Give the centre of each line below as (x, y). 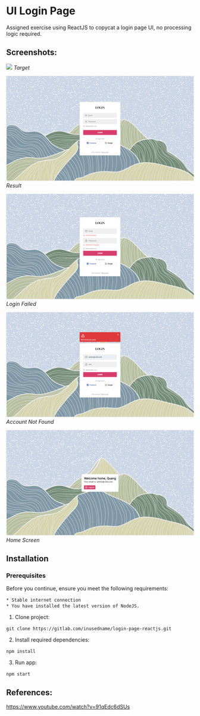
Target (21, 67)
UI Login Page (41, 11)
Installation (27, 559)
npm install (21, 652)
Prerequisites (26, 576)
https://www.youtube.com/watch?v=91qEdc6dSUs (68, 707)
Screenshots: (32, 53)
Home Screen (23, 540)
